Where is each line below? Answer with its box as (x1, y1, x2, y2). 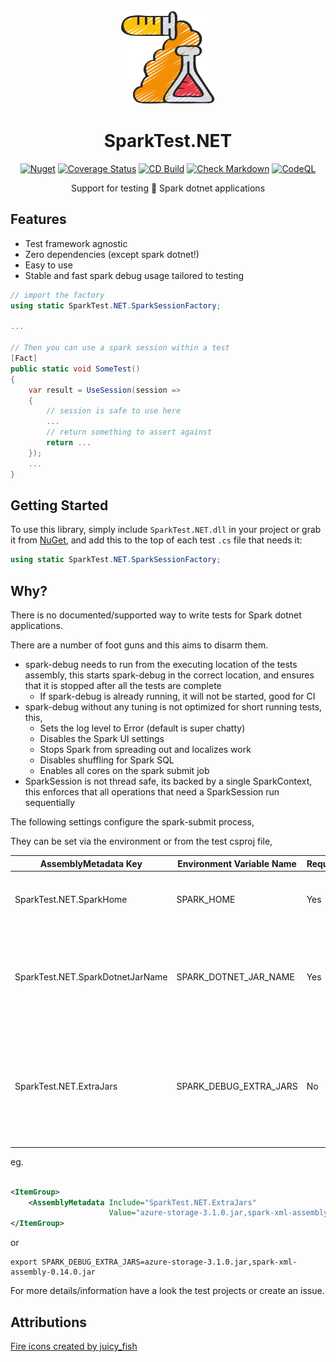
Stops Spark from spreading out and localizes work (39, 744, 252, 755)
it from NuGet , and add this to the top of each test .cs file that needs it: (10, 534, 303, 546)
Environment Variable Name (177, 857, 297, 869)
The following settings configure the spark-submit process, (10, 816, 255, 828)
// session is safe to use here (46, 406, 182, 416)
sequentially (24, 797, 76, 808)
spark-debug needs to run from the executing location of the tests (24, 659, 298, 670)
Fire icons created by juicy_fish (10, 1340, 138, 1352)
